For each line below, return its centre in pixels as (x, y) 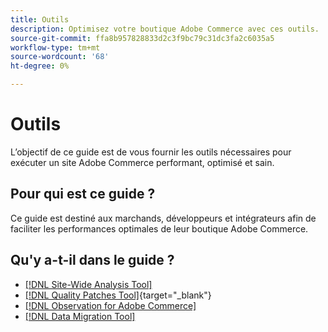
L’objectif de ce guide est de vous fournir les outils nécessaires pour (151, 152)
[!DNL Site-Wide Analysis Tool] (88, 284)
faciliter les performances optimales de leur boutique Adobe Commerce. (159, 228)
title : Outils (40, 19)
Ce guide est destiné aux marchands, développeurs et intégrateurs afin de (163, 218)
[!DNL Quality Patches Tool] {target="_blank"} (118, 295)
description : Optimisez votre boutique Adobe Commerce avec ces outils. (165, 29)
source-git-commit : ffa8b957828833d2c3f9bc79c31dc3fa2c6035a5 (142, 38)
